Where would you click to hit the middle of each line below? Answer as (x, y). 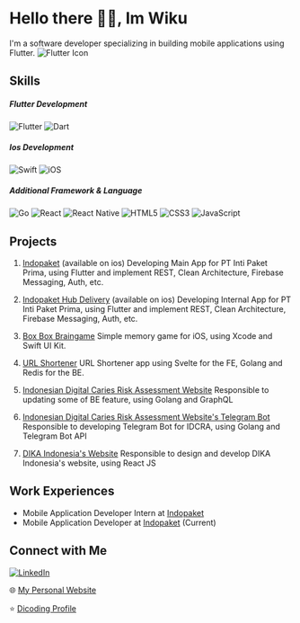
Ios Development (42, 147)
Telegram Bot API (54, 436)
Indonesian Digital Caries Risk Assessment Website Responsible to (146, 390)
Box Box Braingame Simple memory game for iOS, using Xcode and (147, 336)
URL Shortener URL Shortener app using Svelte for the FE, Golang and (152, 363)
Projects (33, 241)
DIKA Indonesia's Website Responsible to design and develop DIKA (146, 454)
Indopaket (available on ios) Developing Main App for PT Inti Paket (145, 263)
